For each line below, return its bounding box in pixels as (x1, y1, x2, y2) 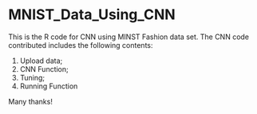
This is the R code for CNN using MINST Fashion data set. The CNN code (8, 32, 250, 41)
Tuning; (19, 73, 45, 82)
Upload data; (19, 56, 63, 65)
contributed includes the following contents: (8, 40, 153, 49)
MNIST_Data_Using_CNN (8, 6, 176, 24)
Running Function (19, 81, 78, 91)
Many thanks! (8, 96, 53, 106)
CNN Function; (19, 64, 69, 73)
